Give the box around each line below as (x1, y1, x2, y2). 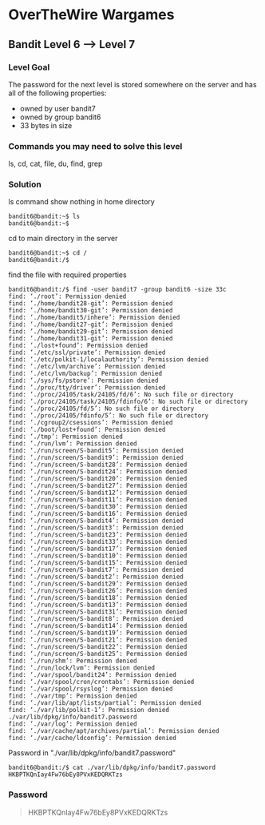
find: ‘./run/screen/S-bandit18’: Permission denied (8, 594, 188, 602)
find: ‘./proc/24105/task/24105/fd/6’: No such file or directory (8, 391, 234, 399)
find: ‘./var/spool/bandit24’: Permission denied (8, 671, 177, 679)
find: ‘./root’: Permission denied (8, 292, 127, 301)
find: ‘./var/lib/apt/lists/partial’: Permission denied (8, 699, 202, 707)
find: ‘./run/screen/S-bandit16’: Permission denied (8, 510, 188, 518)
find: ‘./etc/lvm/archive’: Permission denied (8, 363, 166, 371)
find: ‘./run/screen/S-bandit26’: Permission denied (8, 587, 188, 595)
